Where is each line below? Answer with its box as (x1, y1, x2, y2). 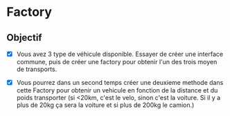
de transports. (16, 65, 57, 73)
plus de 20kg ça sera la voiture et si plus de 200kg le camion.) (16, 101, 195, 109)
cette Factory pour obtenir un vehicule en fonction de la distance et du (16, 86, 218, 95)
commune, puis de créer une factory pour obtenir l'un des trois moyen (16, 58, 218, 66)
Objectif (6, 32, 42, 43)
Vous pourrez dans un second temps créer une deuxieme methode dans (16, 79, 224, 87)
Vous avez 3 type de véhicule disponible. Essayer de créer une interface (16, 50, 223, 58)
